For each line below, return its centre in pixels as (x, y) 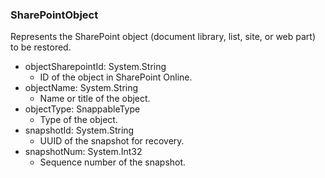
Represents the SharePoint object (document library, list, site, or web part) (163, 37)
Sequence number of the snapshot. (113, 162)
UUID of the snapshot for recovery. (112, 141)
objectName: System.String (81, 88)
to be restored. (41, 47)
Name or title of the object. (95, 99)
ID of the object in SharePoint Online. (116, 77)
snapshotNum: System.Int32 (83, 152)
